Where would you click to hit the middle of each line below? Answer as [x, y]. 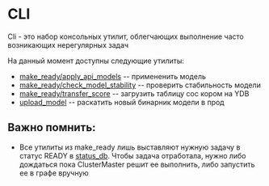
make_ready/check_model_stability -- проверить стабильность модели [140, 85]
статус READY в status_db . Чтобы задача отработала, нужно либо [133, 155]
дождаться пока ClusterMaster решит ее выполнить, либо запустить [137, 164]
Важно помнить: [52, 127]
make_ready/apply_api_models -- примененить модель [113, 76]
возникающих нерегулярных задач [68, 44]
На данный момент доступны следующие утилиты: [96, 61]
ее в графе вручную [54, 173]
